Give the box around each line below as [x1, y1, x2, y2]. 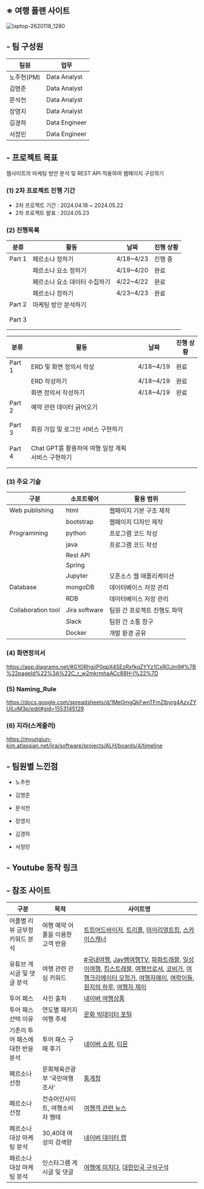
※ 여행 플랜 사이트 [6, 5, 70, 16]
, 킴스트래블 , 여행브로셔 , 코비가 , [100, 964, 185, 973]
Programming [9, 529, 49, 538]
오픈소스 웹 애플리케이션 [109, 572, 174, 580]
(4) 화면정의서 [6, 649, 46, 658]
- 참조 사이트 [6, 885, 51, 896]
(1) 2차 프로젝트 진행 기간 [6, 186, 75, 195]
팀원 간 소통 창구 [109, 617, 154, 626]
